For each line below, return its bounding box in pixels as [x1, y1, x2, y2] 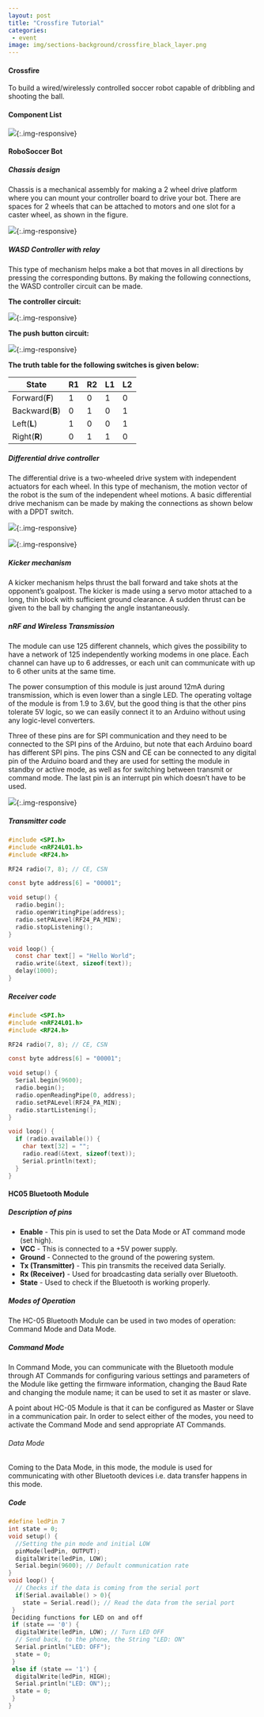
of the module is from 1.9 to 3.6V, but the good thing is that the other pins [8, 699, 247, 708]
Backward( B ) [12, 405, 62, 416]
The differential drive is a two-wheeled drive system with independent [8, 473, 237, 483]
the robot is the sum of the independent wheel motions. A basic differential [8, 490, 251, 500]
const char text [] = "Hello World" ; [15, 952, 136, 960]
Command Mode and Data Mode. [8, 1324, 117, 1334]
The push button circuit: [8, 328, 89, 338]
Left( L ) [12, 418, 38, 429]
